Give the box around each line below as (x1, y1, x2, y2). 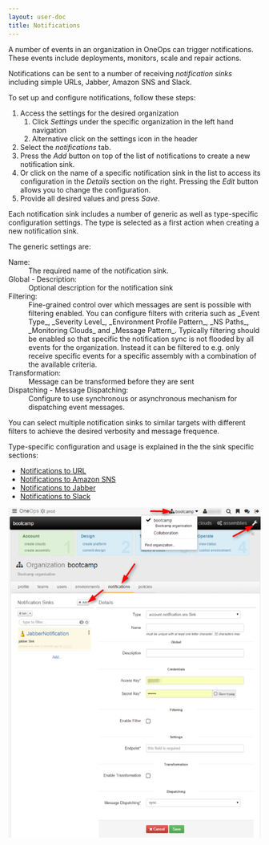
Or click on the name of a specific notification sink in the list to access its (19, 168, 261, 177)
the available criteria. (28, 360, 98, 369)
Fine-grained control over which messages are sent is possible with (28, 299, 252, 309)
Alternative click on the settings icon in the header (31, 133, 198, 144)
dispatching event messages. (28, 402, 126, 412)
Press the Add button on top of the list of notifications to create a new (19, 151, 251, 160)
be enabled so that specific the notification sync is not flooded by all (28, 334, 255, 343)
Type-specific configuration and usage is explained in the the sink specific (8, 441, 255, 451)
